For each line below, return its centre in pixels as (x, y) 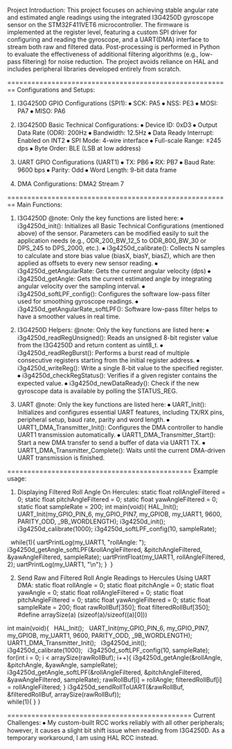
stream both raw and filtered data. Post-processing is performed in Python (114, 47)
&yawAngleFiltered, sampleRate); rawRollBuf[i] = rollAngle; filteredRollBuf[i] (115, 680)
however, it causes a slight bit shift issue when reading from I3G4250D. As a (116, 730)
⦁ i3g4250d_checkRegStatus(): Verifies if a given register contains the (117, 375)
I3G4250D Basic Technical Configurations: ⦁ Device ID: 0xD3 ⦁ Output (117, 125)
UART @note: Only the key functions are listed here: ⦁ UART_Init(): (111, 404)
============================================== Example (113, 471)
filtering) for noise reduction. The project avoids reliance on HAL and (121, 61)
